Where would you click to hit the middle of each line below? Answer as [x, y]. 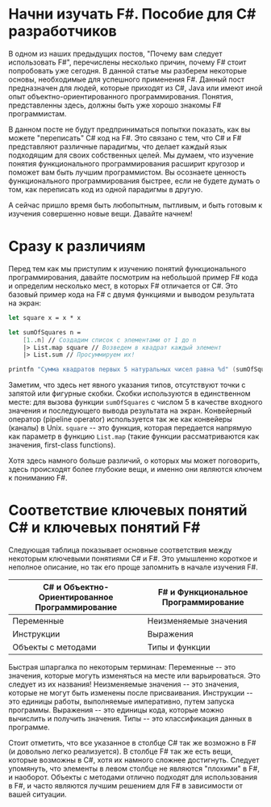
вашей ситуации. [38, 794]
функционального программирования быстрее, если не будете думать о [134, 181]
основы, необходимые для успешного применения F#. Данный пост [126, 79]
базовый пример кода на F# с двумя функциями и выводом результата [132, 294]
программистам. [38, 113]
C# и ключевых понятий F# [104, 528]
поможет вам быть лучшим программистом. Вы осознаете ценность [127, 172]
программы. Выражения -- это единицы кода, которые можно [116, 710]
